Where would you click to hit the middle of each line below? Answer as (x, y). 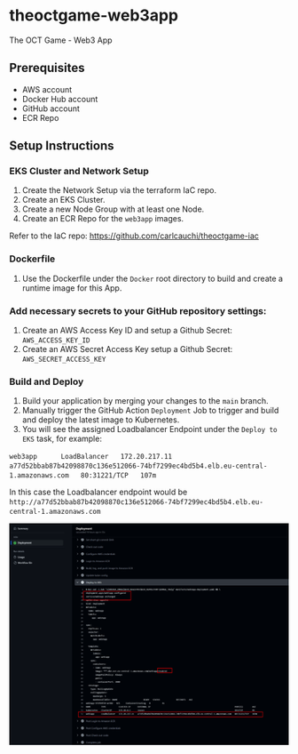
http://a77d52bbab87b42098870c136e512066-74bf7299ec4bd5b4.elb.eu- (137, 502)
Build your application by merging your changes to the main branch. (145, 401)
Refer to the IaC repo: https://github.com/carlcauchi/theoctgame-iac (134, 236)
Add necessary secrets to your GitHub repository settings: (138, 310)
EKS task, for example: (62, 439)
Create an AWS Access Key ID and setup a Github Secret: (127, 331)
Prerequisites (47, 68)
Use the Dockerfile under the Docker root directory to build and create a (153, 278)
